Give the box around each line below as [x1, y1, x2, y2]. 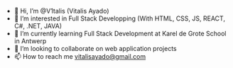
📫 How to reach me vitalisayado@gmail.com [13, 52, 146, 60]
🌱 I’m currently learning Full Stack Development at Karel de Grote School [13, 29, 227, 38]
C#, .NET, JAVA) [13, 22, 63, 30]
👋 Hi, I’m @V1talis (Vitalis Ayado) [13, 7, 109, 15]
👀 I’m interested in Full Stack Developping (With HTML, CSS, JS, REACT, [13, 14, 226, 23]
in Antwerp [13, 37, 47, 45]
